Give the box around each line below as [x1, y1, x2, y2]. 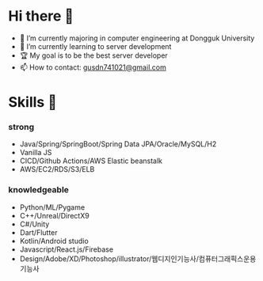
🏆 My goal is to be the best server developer [19, 51, 168, 60]
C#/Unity [19, 219, 50, 229]
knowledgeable [8, 184, 70, 196]
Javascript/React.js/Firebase [19, 245, 113, 254]
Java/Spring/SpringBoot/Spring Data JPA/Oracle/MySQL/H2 [19, 139, 217, 149]
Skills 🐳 [8, 93, 58, 112]
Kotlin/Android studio [19, 236, 89, 245]
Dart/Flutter [19, 227, 58, 237]
